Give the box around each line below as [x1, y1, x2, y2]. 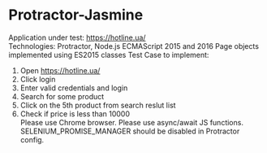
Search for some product [19, 91, 105, 101]
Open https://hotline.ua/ [19, 65, 101, 75]
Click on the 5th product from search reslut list [19, 100, 176, 110]
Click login [19, 74, 56, 84]
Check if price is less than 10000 [19, 108, 130, 119]
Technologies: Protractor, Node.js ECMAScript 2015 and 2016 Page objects [8, 41, 260, 50]
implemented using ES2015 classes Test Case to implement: [8, 50, 209, 59]
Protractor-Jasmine [8, 6, 144, 24]
